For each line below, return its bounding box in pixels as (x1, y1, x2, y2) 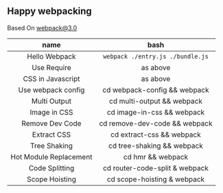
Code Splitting (28, 163, 75, 172)
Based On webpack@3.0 (7, 23, 78, 32)
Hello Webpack (27, 52, 77, 61)
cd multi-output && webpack (108, 96, 202, 106)
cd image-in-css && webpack (106, 107, 205, 117)
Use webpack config (18, 85, 85, 95)
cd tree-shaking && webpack (108, 141, 204, 150)
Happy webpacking (7, 5, 93, 17)
